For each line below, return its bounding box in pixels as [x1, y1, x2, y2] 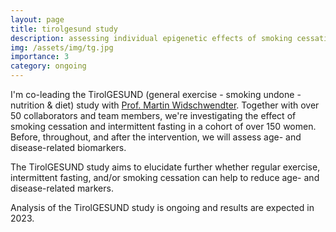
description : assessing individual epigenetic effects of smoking [10, 33, 293, 43]
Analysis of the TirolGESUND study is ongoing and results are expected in [10, 202, 315, 213]
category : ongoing [10, 61, 87, 71]
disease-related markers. [10, 182, 114, 194]
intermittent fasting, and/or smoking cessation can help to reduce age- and [10, 172, 320, 183]
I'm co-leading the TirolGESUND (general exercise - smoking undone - [10, 89, 302, 100]
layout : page [10, 14, 65, 25]
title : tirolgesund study [10, 24, 118, 34]
